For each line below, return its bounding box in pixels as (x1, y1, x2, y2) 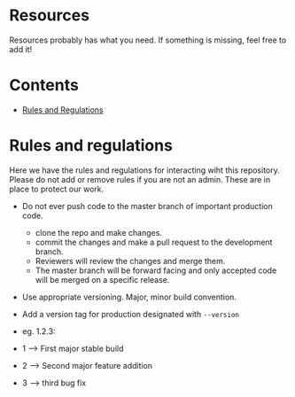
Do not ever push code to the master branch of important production (21, 200, 273, 211)
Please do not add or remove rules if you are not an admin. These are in (9, 174, 271, 184)
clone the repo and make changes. (35, 227, 162, 237)
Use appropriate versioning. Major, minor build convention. (21, 292, 237, 302)
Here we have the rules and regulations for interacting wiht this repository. (9, 165, 281, 175)
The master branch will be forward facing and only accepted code (35, 265, 277, 276)
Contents (9, 75, 80, 96)
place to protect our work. (9, 183, 105, 194)
